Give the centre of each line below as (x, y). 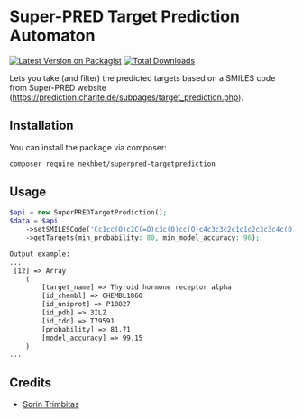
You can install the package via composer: (88, 147)
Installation (41, 126)
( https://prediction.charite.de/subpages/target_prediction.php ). (126, 97)
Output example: (40, 254)
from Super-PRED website (58, 87)
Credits (31, 382)
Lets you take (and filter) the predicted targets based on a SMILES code (142, 77)
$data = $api (34, 221)
